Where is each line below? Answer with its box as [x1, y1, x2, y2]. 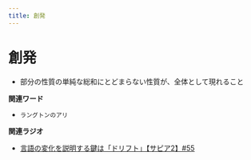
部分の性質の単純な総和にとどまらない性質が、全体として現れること [19, 77, 245, 86]
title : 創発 [8, 11, 46, 20]
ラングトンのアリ [19, 111, 68, 119]
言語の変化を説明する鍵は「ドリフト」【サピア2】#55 [19, 143, 195, 153]
